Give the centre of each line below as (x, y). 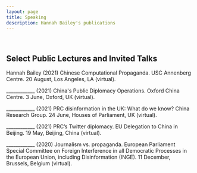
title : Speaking (26, 17)
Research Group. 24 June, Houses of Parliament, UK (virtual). (82, 115)
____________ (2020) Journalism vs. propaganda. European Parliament (91, 144)
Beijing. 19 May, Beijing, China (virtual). (54, 133)
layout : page (22, 12)
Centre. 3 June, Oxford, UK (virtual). (51, 97)
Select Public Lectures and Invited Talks (82, 58)
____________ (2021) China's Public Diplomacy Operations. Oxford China (93, 91)
